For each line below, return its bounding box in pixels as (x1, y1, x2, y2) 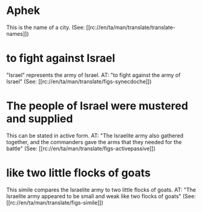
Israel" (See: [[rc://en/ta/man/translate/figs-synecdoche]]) (6, 78, 152, 85)
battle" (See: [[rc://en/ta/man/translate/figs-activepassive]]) (6, 145, 156, 152)
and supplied (6, 112, 73, 126)
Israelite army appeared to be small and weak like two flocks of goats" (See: (6, 192, 196, 200)
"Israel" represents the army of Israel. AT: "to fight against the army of (6, 71, 181, 79)
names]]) (6, 30, 29, 37)
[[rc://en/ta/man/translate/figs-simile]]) (6, 199, 104, 206)
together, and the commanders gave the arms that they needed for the (6, 138, 182, 145)
